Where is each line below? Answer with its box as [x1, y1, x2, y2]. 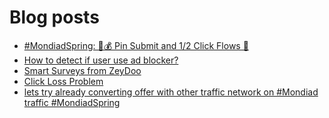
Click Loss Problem [23, 75, 104, 87]
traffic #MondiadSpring [23, 96, 121, 108]
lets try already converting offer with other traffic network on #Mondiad [23, 86, 319, 98]
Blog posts [9, 6, 100, 29]
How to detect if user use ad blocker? [23, 54, 179, 66]
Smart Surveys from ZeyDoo [23, 64, 142, 76]
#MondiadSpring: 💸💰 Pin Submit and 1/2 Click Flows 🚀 [23, 39, 249, 51]
